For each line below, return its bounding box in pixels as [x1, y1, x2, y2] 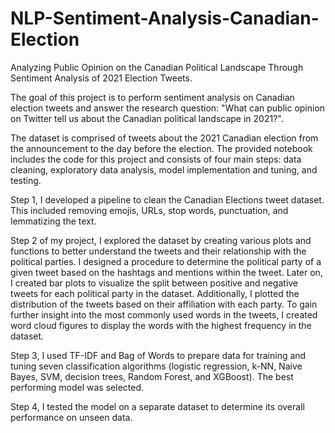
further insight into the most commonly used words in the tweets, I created [10, 308, 318, 321]
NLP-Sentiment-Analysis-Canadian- [10, 7, 320, 30]
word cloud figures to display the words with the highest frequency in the [10, 319, 312, 331]
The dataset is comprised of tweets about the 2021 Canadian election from [10, 132, 319, 144]
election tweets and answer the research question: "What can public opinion [10, 102, 326, 114]
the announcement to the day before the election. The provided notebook [10, 142, 313, 154]
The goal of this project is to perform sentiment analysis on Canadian [10, 91, 295, 103]
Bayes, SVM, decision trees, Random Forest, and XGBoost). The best [10, 370, 294, 382]
